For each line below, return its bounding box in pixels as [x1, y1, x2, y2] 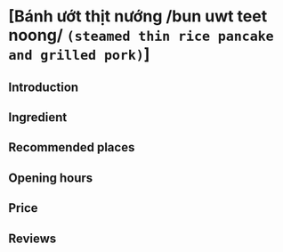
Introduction [8, 79, 79, 94]
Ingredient [8, 110, 68, 125]
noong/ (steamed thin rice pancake [8, 25, 274, 45]
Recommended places [8, 140, 135, 155]
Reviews [8, 231, 57, 246]
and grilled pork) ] [8, 45, 150, 64]
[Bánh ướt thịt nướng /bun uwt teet [8, 6, 268, 27]
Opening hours [8, 170, 93, 185]
